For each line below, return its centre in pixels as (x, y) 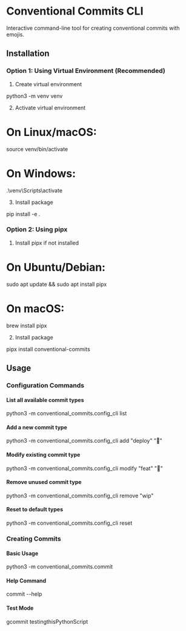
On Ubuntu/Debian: (56, 267)
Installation (28, 54)
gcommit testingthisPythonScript (47, 621)
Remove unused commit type (44, 482)
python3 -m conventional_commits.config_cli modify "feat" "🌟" (85, 468)
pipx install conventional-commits (48, 349)
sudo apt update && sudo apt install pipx (57, 284)
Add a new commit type (37, 427)
